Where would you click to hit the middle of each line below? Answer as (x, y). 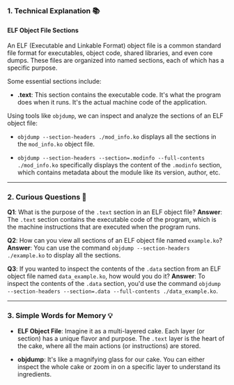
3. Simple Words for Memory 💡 (60, 316)
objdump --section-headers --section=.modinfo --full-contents (111, 158)
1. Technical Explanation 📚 (54, 10)
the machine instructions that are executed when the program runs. (104, 227)
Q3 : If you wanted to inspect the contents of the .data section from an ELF (114, 269)
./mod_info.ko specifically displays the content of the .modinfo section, (119, 165)
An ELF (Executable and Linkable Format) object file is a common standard (114, 46)
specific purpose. (32, 68)
